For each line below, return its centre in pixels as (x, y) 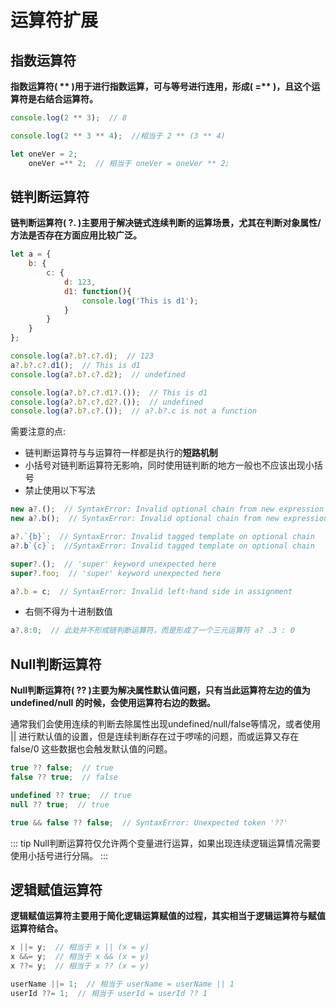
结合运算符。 (71, 99)
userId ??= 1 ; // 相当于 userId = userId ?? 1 (109, 993)
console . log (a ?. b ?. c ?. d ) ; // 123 (82, 356)
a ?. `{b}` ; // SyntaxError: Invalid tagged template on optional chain (162, 537)
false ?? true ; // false (64, 777)
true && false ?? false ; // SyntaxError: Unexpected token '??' (149, 822)
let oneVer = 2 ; (44, 154)
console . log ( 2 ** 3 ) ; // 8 (69, 118)
